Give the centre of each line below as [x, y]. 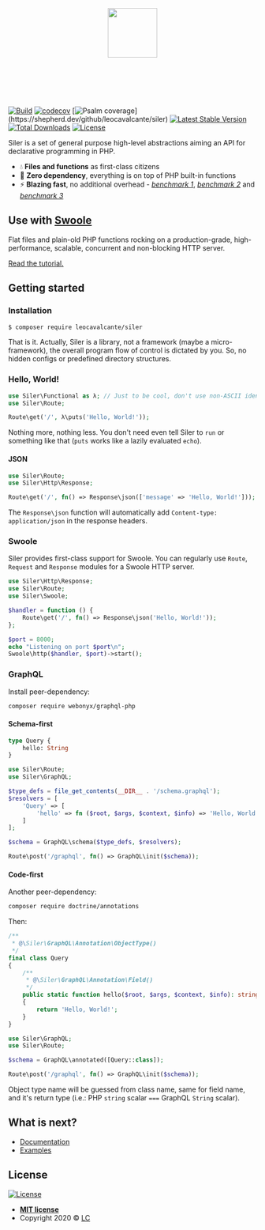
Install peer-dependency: [49, 692]
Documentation [45, 1141]
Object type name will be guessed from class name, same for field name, [127, 1089]
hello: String [45, 748]
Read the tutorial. [36, 263]
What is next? [43, 1123]
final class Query [38, 958]
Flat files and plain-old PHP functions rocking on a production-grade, [120, 240]
